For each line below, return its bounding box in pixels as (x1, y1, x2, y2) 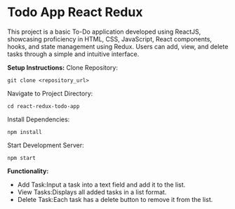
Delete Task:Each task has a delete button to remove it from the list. (17, 195, 213, 203)
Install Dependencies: (7, 115, 70, 123)
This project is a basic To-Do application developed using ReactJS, (7, 27, 201, 36)
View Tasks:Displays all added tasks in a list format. (17, 187, 167, 196)
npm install (7, 128, 42, 135)
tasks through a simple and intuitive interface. (7, 50, 140, 58)
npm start (7, 154, 36, 161)
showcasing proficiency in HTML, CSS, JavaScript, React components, (7, 34, 213, 43)
